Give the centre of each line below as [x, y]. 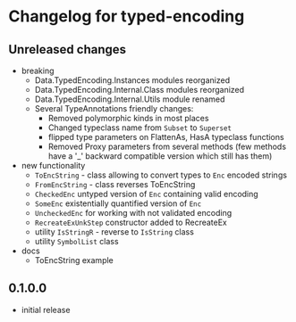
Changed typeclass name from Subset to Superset [140, 128]
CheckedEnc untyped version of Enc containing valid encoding [146, 194]
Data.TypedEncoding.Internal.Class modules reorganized [140, 90]
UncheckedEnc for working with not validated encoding [133, 213]
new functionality [53, 165]
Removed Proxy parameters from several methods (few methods [167, 146]
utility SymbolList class [76, 241]
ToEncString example [74, 260]
